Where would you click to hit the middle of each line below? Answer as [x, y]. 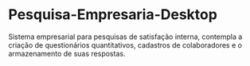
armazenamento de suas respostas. [67, 53]
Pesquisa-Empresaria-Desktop [113, 15]
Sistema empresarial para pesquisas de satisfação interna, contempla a [125, 37]
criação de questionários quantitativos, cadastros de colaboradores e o [125, 45]
